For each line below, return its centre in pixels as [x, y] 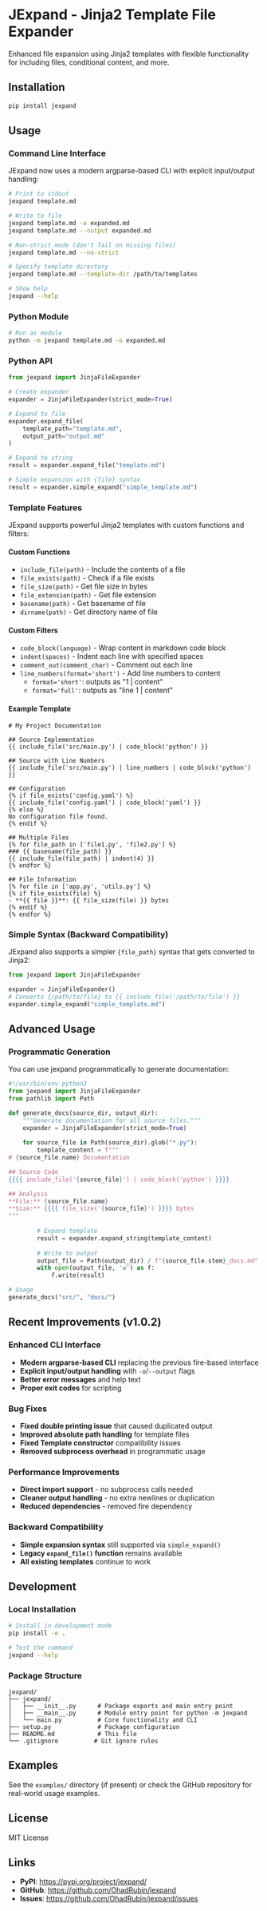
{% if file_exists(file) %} [55, 893]
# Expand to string [41, 458]
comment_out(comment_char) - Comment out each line [106, 665]
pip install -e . [37, 1633]
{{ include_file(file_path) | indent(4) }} [82, 858]
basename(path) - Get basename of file [82, 604]
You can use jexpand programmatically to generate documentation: [119, 1069]
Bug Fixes [28, 1409]
